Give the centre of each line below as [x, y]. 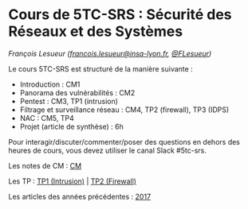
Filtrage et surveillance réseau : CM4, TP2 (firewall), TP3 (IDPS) [124, 110]
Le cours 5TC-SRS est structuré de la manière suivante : [100, 68]
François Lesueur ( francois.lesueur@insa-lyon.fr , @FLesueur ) [110, 53]
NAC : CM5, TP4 [47, 118]
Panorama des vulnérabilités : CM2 [77, 92]
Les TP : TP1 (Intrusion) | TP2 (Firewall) [73, 181]
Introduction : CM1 [50, 84]
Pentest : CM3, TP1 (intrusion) [69, 101]
